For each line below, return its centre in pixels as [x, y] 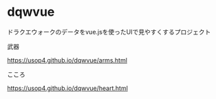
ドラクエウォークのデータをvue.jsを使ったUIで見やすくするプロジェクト [109, 32]
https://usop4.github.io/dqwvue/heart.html [68, 88]
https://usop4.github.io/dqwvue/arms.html [67, 60]
